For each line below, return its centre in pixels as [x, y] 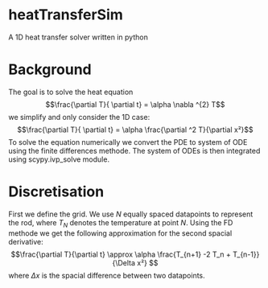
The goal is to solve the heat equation [71, 92]
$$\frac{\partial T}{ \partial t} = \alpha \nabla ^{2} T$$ [135, 104]
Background [50, 70]
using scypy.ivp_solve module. [59, 159]
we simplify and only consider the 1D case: [79, 117]
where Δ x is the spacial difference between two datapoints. [107, 275]
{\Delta [124, 262]
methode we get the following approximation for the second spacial [120, 233]
